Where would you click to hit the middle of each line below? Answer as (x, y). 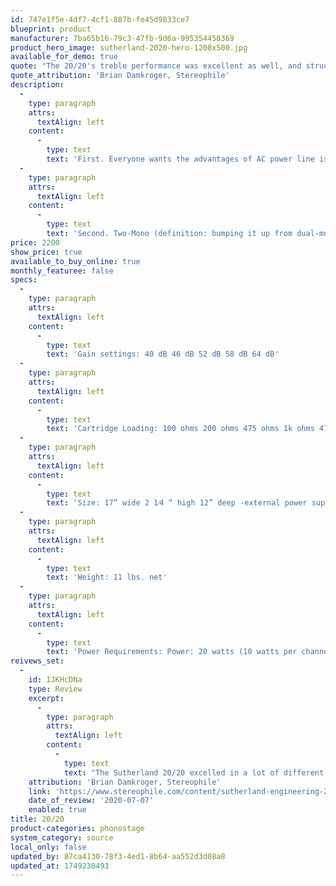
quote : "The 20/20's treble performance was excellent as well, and (156, 66)
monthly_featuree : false (62, 271)
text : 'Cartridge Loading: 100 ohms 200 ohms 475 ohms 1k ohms (180, 429)
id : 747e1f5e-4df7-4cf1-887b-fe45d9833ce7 (100, 19)
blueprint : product (51, 29)
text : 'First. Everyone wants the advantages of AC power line (180, 159)
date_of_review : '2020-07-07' (91, 801)
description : (37, 85)
